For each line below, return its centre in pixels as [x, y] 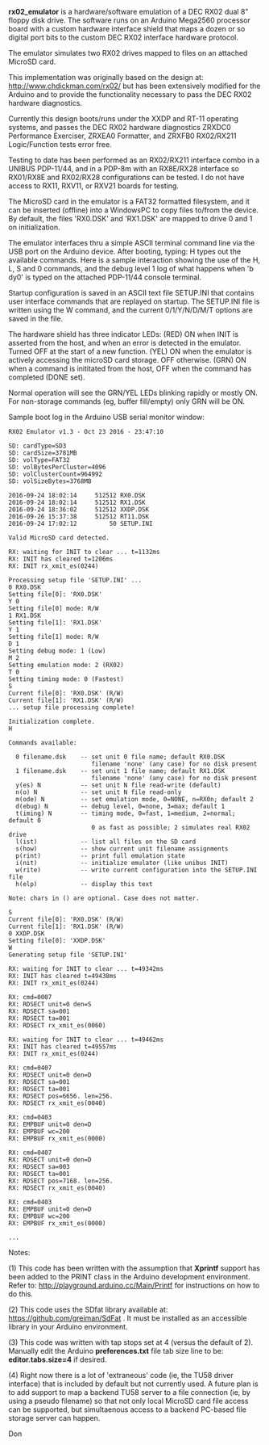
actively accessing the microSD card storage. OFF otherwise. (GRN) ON [128, 360]
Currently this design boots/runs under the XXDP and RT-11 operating [124, 119]
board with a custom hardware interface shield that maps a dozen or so [127, 29]
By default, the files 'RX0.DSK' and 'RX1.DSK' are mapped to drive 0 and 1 [130, 218]
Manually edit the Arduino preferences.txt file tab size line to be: [116, 1351]
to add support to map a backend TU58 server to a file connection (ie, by [130, 1392]
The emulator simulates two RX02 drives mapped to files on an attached [128, 53]
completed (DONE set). [47, 377]
